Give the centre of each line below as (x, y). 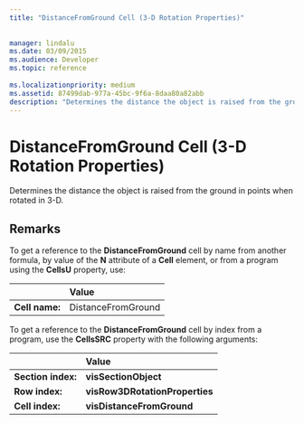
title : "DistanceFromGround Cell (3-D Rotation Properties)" (127, 18)
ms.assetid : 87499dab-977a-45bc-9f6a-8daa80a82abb (107, 93)
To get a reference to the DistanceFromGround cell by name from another (148, 250)
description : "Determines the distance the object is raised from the (145, 102)
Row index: (38, 391)
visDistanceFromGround (139, 406)
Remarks (35, 228)
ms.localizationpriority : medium (72, 85)
